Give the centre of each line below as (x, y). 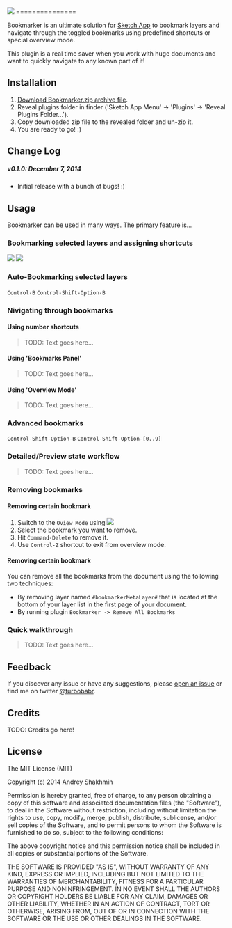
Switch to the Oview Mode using (61, 522)
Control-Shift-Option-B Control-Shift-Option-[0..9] (84, 439)
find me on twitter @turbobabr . (51, 691)
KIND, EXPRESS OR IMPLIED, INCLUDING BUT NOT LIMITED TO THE (106, 874)
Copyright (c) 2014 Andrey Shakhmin (60, 782)
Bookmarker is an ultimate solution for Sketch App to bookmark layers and (114, 25)
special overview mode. (41, 40)
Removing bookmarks (45, 489)
